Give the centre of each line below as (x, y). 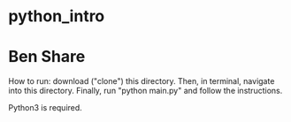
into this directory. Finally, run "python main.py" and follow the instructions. (145, 91)
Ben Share (47, 57)
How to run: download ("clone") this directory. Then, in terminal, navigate (142, 81)
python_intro (57, 16)
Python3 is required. (46, 108)
